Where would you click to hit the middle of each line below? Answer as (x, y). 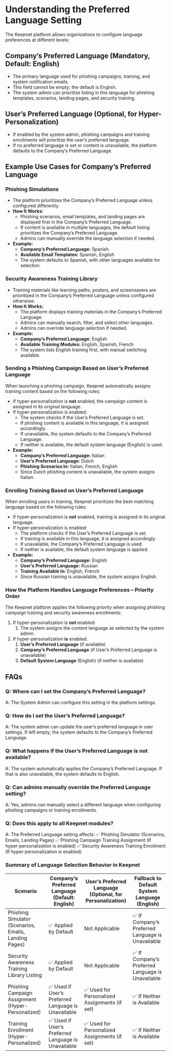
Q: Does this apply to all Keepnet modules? (59, 823)
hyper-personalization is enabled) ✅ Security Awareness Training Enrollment (85, 846)
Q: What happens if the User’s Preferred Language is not (77, 751)
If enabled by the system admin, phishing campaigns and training (81, 134)
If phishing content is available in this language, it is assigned (84, 423)
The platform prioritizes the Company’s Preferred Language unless (82, 200)
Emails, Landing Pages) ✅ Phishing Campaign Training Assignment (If (78, 840)
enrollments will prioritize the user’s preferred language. (71, 140)
